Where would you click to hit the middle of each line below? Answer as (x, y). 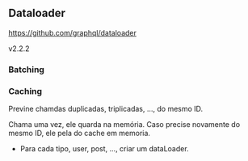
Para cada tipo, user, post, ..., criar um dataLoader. (104, 149)
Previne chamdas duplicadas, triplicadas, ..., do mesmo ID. (106, 109)
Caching (25, 91)
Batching (26, 70)
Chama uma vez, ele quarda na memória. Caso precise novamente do (124, 125)
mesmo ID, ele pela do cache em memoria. (80, 133)
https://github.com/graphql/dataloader (73, 32)
